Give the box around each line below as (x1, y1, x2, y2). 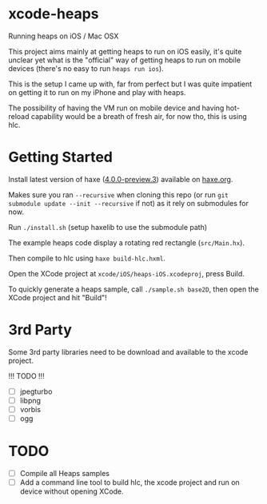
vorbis (19, 404, 42, 414)
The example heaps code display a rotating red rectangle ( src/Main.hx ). (8, 237, 245, 248)
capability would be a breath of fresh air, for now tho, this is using (30, 111, 248, 121)
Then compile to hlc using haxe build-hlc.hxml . (8, 253, 166, 263)
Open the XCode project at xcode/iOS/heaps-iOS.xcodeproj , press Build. (8, 268, 245, 278)
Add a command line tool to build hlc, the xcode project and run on (19, 478, 240, 487)
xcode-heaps (8, 5, 99, 23)
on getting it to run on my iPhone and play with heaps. (8, 87, 186, 97)
